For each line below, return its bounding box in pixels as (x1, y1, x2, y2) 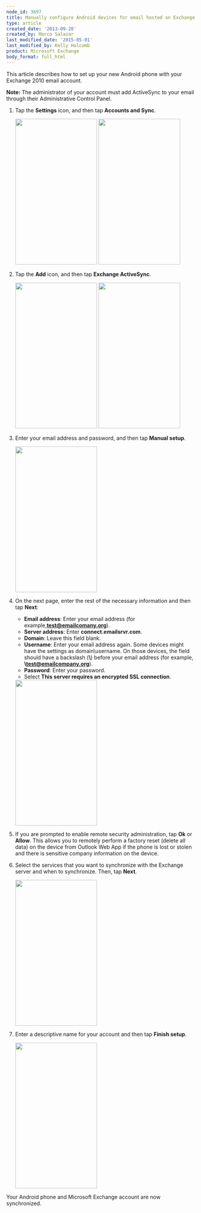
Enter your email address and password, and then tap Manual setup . (14, 434, 186, 442)
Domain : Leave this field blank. (23, 634, 101, 642)
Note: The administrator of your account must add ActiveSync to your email (6, 88, 194, 95)
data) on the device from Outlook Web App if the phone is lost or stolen (14, 843, 192, 851)
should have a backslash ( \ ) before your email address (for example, (23, 654, 194, 661)
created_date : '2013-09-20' (6, 25, 77, 32)
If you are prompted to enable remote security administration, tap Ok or (14, 830, 193, 837)
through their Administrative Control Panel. (6, 95, 113, 102)
